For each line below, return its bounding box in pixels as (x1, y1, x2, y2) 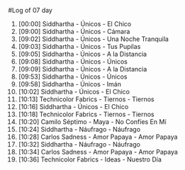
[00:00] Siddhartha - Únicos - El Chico (18, 20, 132, 28)
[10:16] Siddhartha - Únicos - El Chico (18, 103, 129, 110)
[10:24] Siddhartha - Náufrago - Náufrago (18, 125, 141, 133)
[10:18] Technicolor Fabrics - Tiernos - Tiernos (18, 110, 155, 118)
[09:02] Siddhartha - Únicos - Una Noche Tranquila (18, 35, 169, 43)
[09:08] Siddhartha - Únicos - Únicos (18, 57, 128, 66)
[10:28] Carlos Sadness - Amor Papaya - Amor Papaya (18, 132, 178, 141)
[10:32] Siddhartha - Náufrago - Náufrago (18, 140, 141, 148)
